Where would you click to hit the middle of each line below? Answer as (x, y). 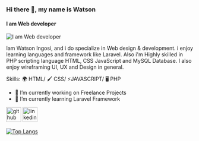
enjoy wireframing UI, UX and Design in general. (65, 67)
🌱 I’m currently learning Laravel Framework (67, 99)
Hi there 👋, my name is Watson (51, 9)
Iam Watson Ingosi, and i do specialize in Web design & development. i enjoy (100, 48)
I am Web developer (31, 24)
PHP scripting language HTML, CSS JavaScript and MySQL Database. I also (99, 61)
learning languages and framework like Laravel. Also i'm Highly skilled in (94, 55)
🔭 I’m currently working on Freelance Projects (70, 93)
